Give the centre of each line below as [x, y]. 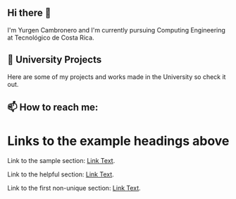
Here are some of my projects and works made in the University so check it [117, 77]
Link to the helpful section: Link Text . [61, 174]
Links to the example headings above [118, 141]
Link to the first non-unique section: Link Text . [74, 188]
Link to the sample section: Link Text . [61, 160]
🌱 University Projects [55, 60]
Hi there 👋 [29, 13]
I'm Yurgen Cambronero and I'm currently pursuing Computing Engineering [116, 30]
